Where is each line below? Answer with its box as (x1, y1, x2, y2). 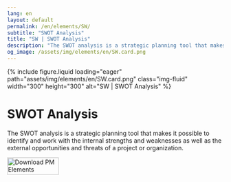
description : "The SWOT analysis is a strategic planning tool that (7, 42, 208, 49)
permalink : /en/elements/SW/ (7, 23, 91, 30)
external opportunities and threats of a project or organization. (7, 143, 184, 152)
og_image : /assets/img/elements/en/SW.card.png (7, 49, 146, 56)
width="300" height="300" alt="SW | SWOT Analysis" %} (7, 82, 172, 90)
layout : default (7, 17, 54, 23)
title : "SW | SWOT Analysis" (7, 36, 91, 43)
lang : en (7, 10, 32, 17)
